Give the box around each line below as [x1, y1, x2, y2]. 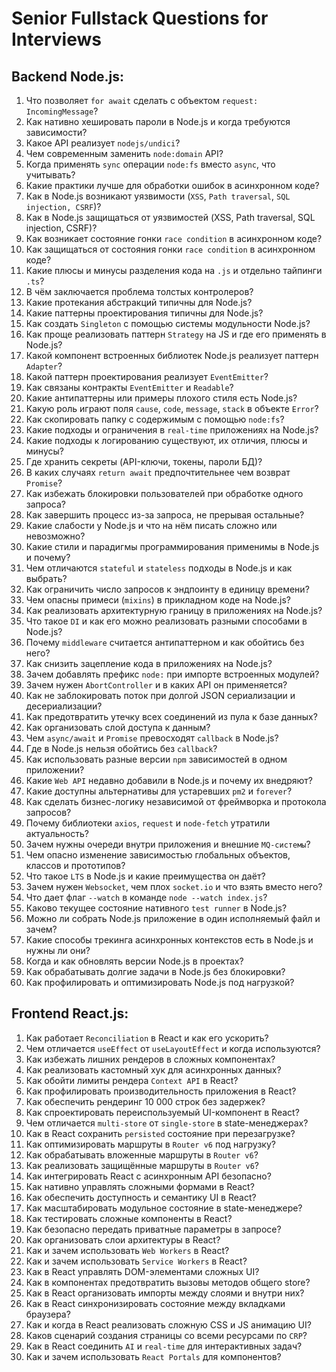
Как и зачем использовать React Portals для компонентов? [25, 1350, 282, 1362]
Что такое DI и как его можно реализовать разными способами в [25, 615, 308, 627]
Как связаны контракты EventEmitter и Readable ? [25, 382, 234, 393]
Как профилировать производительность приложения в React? [25, 1085, 297, 1097]
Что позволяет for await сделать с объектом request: [25, 95, 259, 106]
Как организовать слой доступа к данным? [25, 722, 211, 733]
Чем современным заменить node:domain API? [25, 148, 224, 159]
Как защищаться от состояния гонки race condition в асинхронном [25, 243, 316, 255]
